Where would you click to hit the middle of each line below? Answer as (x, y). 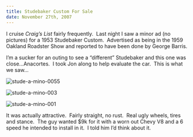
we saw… (18, 70)
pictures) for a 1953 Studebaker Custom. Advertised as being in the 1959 (95, 40)
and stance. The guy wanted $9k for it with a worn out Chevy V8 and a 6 (95, 121)
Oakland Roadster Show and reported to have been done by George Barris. (97, 46)
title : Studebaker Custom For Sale (50, 11)
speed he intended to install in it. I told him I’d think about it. (79, 128)
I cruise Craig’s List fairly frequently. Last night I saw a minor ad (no (89, 33)
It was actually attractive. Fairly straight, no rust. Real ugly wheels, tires (93, 115)
